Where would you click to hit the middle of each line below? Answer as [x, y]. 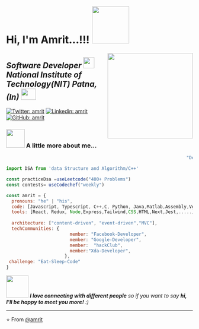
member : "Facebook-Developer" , [108, 234]
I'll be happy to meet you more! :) [47, 302]
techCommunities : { [36, 229]
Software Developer [44, 65]
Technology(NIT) [38, 84]
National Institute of [44, 75]
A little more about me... [61, 145]
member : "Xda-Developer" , [100, 251]
